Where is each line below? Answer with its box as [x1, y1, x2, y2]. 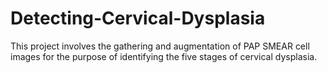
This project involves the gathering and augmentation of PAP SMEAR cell [10, 40, 310, 52]
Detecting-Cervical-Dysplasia [10, 7, 266, 30]
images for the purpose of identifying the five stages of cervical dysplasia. [10, 50, 318, 62]
